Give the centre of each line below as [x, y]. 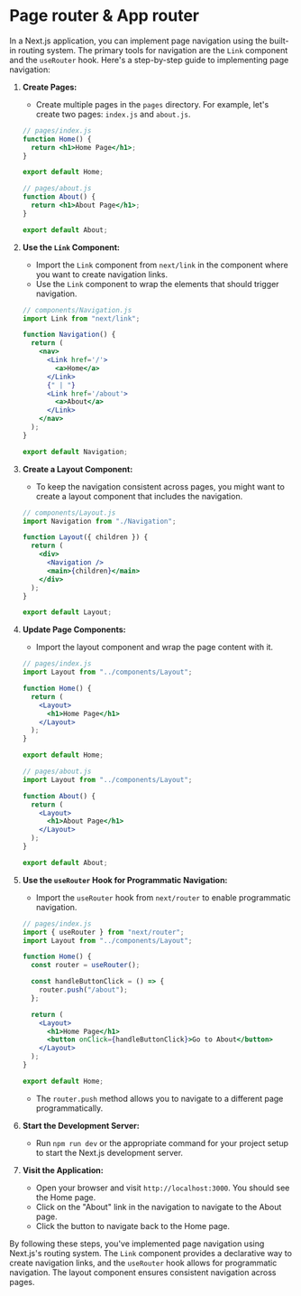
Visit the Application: [63, 1170]
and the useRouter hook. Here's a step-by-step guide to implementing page [149, 60]
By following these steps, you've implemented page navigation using [137, 1244]
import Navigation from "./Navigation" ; [99, 521]
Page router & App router [105, 16]
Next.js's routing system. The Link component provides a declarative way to [151, 1253]
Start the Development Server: [81, 1125]
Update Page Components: [74, 629]
